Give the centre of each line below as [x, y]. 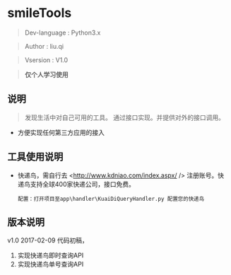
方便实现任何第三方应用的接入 [61, 132]
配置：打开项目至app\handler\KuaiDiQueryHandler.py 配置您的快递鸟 [111, 199]
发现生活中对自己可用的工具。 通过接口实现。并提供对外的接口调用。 [124, 117]
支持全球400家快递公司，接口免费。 [83, 184]
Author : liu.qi [44, 46]
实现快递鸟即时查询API [51, 255]
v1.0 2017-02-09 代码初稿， [48, 240]
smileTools [40, 13]
